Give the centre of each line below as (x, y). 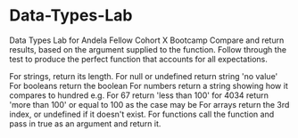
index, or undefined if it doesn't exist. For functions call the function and (142, 114)
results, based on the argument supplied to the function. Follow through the (148, 49)
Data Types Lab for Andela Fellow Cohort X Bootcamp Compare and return (147, 40)
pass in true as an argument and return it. (85, 123)
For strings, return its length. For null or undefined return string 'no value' (144, 76)
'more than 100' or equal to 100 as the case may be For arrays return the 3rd (149, 104)
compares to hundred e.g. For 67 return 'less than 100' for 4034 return (139, 95)
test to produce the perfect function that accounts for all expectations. (138, 59)
